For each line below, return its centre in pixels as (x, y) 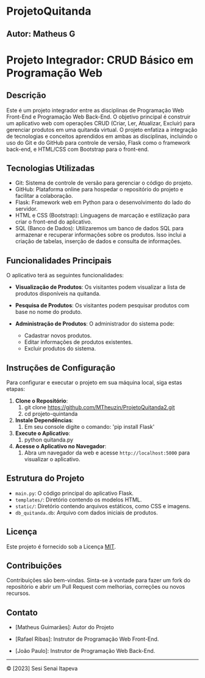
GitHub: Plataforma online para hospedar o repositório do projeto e (99, 189)
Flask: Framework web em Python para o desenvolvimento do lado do (103, 202)
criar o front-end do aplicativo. (54, 222)
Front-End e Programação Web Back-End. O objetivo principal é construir (99, 117)
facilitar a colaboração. (44, 196)
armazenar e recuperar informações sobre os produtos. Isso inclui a (100, 235)
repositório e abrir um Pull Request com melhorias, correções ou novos (96, 587)
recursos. (18, 593)
